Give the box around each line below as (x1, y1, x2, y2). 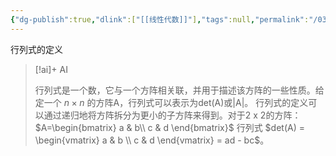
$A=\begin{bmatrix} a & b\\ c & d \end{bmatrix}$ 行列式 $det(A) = (34, 121, 305, 133)
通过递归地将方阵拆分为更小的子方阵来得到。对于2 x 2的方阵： (43, 109, 302, 121)
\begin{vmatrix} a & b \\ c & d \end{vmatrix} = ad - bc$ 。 (34, 134, 270, 146)
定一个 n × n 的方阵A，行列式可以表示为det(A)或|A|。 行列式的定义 (34, 96, 309, 108)
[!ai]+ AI (34, 63, 68, 75)
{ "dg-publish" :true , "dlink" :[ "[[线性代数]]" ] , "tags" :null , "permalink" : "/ (10, 14, 318, 25)
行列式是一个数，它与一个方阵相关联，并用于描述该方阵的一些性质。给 (34, 84, 325, 96)
